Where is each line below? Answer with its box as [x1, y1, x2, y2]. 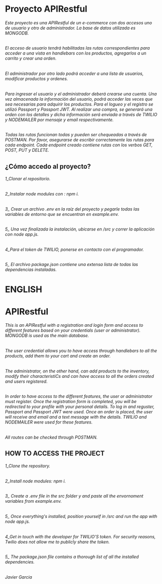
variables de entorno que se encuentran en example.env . [5, 211, 119, 217]
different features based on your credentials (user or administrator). [5, 327, 141, 334]
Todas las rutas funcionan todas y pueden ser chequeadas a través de [5, 132, 147, 138]
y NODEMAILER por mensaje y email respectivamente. [5, 117, 114, 123]
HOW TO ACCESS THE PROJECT [5, 449, 105, 458]
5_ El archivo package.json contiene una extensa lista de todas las [5, 262, 138, 267]
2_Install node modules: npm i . [5, 478, 66, 484]
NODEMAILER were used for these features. [5, 419, 93, 425]
